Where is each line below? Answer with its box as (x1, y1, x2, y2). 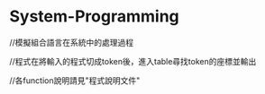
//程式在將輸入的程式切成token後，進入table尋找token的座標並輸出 (9, 56, 257, 66)
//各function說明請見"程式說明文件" (9, 74, 141, 86)
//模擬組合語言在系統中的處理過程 (9, 37, 134, 47)
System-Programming (9, 6, 179, 27)
